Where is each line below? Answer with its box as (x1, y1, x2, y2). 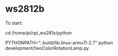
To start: (5, 20, 23, 26)
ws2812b (5, 3, 45, 15)
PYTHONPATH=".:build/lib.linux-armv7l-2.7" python (5, 39, 113, 46)
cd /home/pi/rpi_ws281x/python (5, 30, 72, 36)
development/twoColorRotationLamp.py (5, 45, 89, 51)
